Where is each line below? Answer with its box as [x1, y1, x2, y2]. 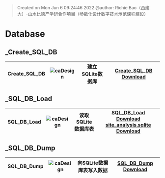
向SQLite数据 [77, 159, 109, 166]
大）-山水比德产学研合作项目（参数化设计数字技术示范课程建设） [17, 11, 149, 17]
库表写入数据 [78, 167, 108, 174]
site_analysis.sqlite [105, 121, 151, 128]
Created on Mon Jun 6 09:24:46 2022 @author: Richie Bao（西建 [17, 5, 150, 10]
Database [5, 28, 45, 40]
